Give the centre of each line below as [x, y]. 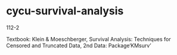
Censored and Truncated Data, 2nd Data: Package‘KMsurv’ [79, 45]
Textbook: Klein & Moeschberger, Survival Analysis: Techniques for [88, 39]
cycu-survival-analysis [65, 11]
